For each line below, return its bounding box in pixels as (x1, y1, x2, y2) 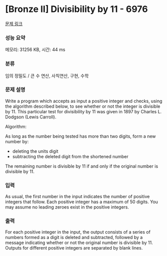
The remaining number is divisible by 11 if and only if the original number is (5, 163, 159, 169)
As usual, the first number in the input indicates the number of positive (5, 194, 150, 200)
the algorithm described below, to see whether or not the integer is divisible (5, 103, 161, 109)
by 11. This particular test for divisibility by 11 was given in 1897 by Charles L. (5, 108, 162, 114)
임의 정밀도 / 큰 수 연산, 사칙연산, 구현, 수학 (5, 72, 89, 78)
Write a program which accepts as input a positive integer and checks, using (5, 98, 163, 104)
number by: (5, 138, 29, 144)
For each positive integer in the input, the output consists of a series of (5, 229, 151, 235)
